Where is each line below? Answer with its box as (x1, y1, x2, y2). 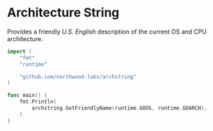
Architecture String (7, 5, 120, 21)
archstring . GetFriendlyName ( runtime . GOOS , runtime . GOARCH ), (32, 105, 208, 112)
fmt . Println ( (19, 98, 57, 106)
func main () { (7, 92, 48, 99)
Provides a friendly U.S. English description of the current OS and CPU (7, 27, 208, 36)
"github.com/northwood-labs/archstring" (19, 73, 137, 80)
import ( (7, 48, 32, 55)
